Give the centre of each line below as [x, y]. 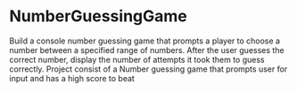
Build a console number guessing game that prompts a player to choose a [145, 41]
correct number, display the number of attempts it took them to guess [137, 59]
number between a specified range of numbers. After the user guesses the [147, 50]
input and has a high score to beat [72, 78]
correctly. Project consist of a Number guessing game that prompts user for [148, 69]
